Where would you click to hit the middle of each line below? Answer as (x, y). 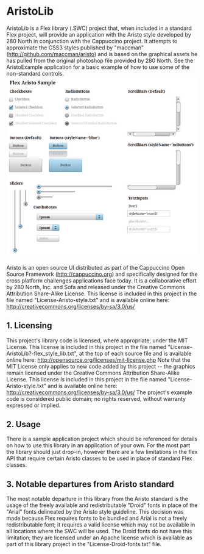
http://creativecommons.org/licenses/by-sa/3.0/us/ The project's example (100, 392)
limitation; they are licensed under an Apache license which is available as (99, 538)
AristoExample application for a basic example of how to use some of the (98, 67)
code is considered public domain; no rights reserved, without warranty (96, 398)
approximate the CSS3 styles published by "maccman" (75, 48)
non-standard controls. (35, 73)
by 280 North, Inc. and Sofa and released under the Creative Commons (96, 287)
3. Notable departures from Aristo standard (90, 484)
